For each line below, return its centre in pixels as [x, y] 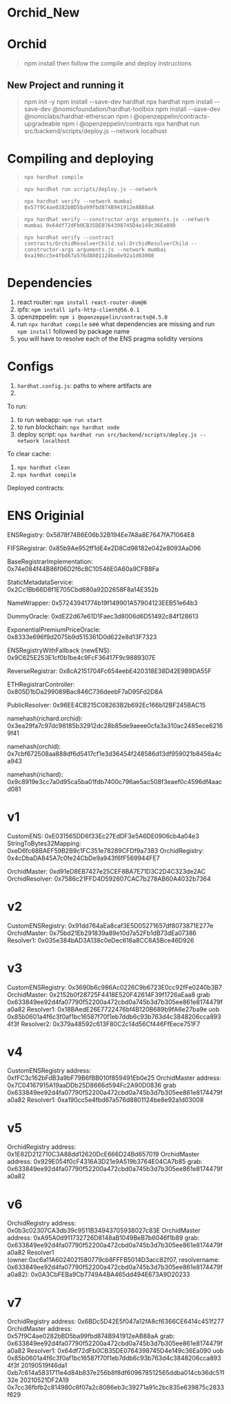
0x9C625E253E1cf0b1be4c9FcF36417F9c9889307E [82, 657]
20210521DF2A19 [44, 1380]
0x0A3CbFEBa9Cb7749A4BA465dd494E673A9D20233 [111, 1274]
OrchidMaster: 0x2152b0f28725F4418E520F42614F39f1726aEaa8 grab [109, 994]
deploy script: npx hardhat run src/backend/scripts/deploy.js [107, 434]
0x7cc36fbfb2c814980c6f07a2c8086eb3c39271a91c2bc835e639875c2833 [115, 1387]
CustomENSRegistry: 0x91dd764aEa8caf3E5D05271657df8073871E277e [110, 925]
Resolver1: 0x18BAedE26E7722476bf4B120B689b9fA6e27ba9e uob [123, 1009]
